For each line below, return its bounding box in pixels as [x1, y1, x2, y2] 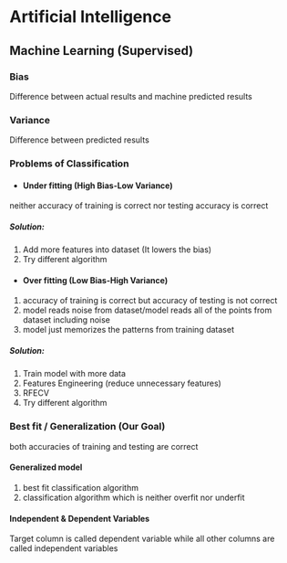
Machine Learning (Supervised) [9, 43, 194, 58]
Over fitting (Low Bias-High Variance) [22, 274, 169, 285]
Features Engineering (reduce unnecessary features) [22, 377, 221, 389]
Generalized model [9, 462, 83, 473]
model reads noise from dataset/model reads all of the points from [22, 304, 272, 316]
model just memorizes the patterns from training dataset [22, 324, 235, 335]
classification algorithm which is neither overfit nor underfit [22, 492, 245, 503]
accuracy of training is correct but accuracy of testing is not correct [22, 295, 278, 306]
